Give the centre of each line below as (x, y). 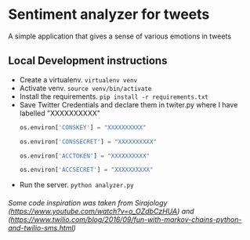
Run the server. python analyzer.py (77, 185)
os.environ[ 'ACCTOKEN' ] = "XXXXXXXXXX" (85, 156)
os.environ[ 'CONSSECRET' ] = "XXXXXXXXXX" (88, 142)
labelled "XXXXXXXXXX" (60, 113)
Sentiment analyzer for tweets (109, 15)
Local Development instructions (88, 61)
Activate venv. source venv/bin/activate (85, 88)
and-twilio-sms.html (41, 227)
